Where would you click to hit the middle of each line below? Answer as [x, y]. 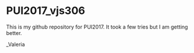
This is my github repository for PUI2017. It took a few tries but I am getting [97, 27]
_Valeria [16, 44]
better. [14, 33]
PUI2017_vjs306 [46, 11]
